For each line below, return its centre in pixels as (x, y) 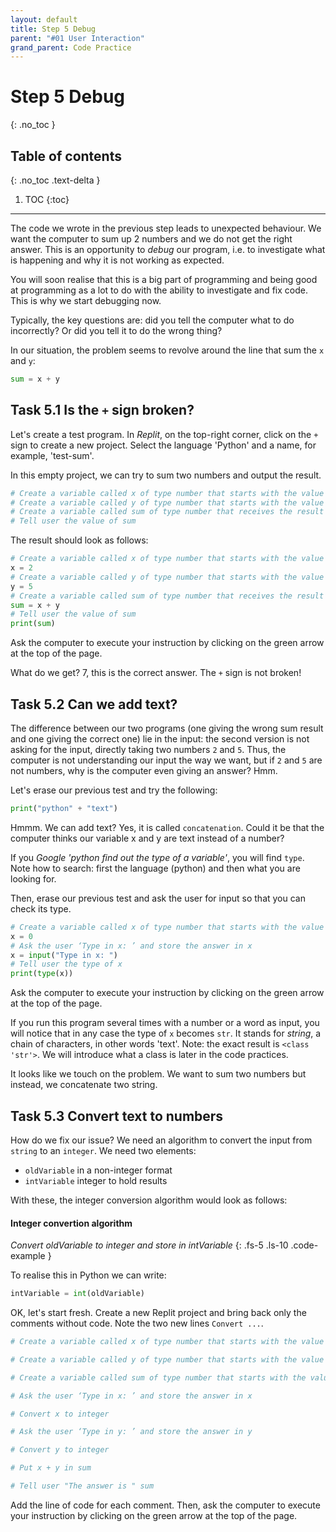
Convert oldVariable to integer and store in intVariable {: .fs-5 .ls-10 (149, 1245)
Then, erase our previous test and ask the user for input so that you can (158, 898)
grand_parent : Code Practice (71, 47)
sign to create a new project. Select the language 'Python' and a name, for (163, 445)
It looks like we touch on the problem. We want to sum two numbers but (158, 1074)
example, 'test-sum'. (52, 455)
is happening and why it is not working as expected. (117, 260)
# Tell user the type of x (66, 964)
